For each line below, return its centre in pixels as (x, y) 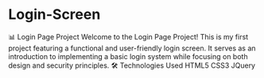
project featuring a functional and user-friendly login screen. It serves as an (132, 48)
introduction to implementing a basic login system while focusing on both (128, 56)
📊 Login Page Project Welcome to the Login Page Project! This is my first (128, 36)
